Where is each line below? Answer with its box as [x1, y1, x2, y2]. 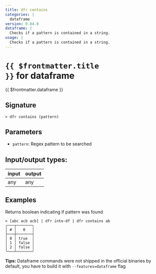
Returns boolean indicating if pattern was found [5, 209, 103, 215]
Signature [5, 101, 36, 110]
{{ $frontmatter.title [5, 61, 99, 70]
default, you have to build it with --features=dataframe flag [5, 263, 126, 269]
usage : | [5, 35, 23, 40]
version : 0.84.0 [5, 21, 39, 26]
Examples [5, 196, 36, 204]
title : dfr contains [5, 7, 48, 12]
